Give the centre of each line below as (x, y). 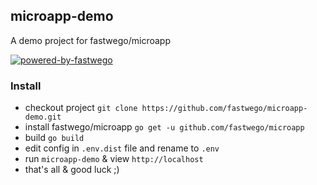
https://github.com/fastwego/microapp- (224, 109)
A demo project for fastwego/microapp (90, 40)
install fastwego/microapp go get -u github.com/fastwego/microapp (164, 127)
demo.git (43, 117)
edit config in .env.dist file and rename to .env (122, 148)
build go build (54, 138)
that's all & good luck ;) (72, 170)
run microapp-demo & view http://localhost (114, 159)
